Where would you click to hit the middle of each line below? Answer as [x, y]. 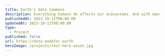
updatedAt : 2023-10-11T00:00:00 [38, 23]
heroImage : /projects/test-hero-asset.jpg [49, 46]
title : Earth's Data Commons [35, 9]
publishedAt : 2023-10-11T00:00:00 [41, 19]
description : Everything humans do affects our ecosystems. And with [78, 14]
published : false [23, 37]
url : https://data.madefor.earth [39, 41]
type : [11, 28]
